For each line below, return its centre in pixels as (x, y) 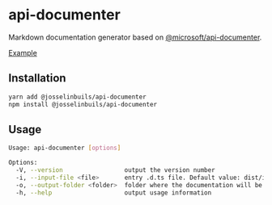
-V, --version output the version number (116, 170)
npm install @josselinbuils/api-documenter (83, 104)
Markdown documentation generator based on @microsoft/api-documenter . (135, 37)
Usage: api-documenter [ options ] (65, 148)
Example (23, 52)
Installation (37, 78)
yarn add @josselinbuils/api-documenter (78, 97)
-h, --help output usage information (114, 192)
